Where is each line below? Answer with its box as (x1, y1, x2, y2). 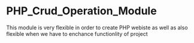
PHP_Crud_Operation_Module (6, 4, 157, 18)
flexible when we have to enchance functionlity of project (6, 30, 148, 37)
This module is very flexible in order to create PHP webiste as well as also (6, 24, 188, 31)
